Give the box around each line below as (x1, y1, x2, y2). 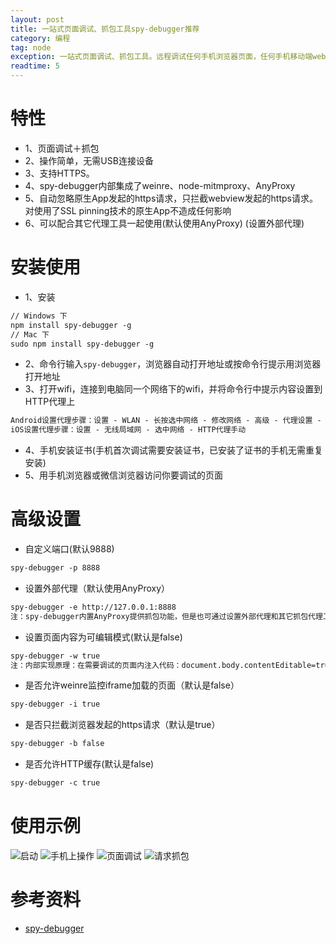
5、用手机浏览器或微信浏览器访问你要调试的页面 (24, 469, 224, 481)
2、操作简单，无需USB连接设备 (24, 154, 154, 166)
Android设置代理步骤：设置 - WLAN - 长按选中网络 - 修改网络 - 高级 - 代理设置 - (10, 416, 322, 426)
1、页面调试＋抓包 (24, 142, 100, 154)
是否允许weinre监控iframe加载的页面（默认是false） (24, 679, 240, 691)
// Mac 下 (10, 329, 50, 340)
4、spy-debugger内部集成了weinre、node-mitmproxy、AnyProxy (24, 179, 296, 191)
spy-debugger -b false (10, 739, 105, 749)
